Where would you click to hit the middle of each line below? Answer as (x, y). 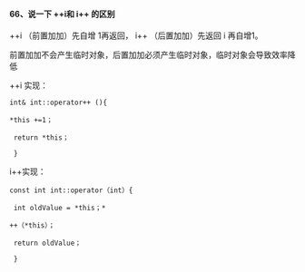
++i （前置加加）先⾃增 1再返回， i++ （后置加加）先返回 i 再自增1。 (136, 35)
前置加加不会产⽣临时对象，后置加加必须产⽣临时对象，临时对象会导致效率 (148, 55)
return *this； (41, 138)
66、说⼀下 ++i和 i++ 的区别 (62, 14)
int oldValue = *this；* (59, 209)
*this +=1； (31, 121)
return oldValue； (47, 243)
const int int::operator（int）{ (71, 190)
